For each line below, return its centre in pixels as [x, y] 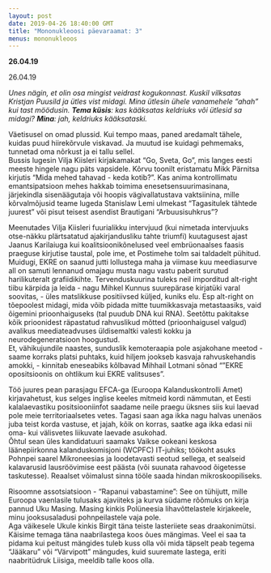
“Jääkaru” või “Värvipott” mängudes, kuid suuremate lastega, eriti [117, 552]
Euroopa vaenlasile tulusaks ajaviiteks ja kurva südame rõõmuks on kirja [129, 500]
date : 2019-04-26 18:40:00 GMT [61, 24]
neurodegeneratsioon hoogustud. [64, 340]
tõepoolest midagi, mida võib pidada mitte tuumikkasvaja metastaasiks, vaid [135, 306]
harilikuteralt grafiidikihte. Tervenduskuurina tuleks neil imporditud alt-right [133, 280]
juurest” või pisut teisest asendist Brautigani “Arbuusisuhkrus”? [113, 212]
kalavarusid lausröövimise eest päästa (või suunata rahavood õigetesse [127, 468]
